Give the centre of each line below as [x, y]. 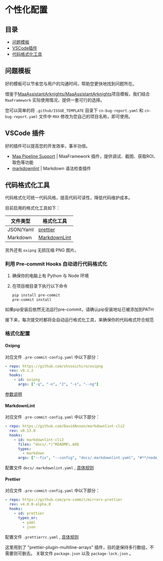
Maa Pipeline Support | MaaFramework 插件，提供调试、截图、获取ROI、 [85, 156]
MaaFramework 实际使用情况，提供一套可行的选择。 [55, 100]
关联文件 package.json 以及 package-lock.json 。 [85, 553]
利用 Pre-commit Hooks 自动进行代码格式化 [56, 264]
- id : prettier [29, 513]
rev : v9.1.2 [22, 371]
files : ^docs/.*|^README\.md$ [48, 444]
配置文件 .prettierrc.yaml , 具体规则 [42, 537]
